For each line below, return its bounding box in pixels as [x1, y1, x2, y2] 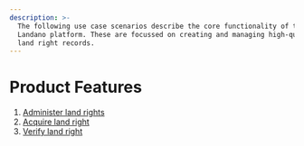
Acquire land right [22, 116, 90, 127]
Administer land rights [22, 107, 106, 118]
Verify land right [22, 126, 83, 137]
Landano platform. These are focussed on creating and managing [17, 30, 265, 39]
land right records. [17, 38, 95, 48]
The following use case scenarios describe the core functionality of [17, 22, 290, 31]
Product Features [9, 78, 143, 97]
